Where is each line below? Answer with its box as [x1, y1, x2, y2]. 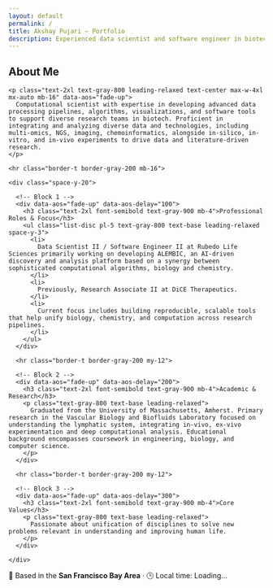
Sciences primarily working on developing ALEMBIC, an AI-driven [8, 250, 234, 259]
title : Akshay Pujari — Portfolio [8, 27, 126, 35]
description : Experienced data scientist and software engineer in [8, 34, 242, 43]
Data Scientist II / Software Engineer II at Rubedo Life [37, 243, 238, 251]
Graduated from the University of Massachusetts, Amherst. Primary [29, 407, 264, 415]
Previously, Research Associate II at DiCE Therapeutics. [37, 285, 238, 294]
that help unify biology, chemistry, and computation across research [8, 314, 253, 322]
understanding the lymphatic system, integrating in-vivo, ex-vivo [8, 420, 242, 429]
